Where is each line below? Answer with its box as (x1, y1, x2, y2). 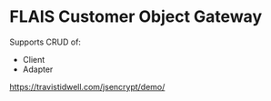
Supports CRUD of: (9, 36, 82, 47)
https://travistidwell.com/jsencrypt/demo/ (9, 81, 166, 92)
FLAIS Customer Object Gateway (9, 6, 263, 27)
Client (22, 54, 45, 65)
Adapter (22, 64, 54, 75)
